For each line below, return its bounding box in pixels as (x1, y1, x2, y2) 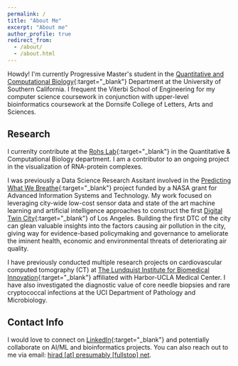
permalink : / (7, 10, 46, 18)
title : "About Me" (7, 17, 62, 24)
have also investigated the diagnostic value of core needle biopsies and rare (7, 281, 231, 289)
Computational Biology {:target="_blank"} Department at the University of (7, 77, 222, 85)
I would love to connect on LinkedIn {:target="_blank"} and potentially (7, 335, 210, 344)
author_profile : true (7, 30, 72, 38)
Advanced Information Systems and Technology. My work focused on (7, 191, 212, 199)
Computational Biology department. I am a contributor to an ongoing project (7, 155, 229, 163)
